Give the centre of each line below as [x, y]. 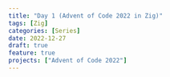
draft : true [28, 46]
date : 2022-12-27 [37, 38]
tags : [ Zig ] [28, 23]
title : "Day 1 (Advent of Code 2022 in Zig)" [85, 16]
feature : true [32, 53]
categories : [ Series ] [45, 30]
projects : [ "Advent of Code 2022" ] [68, 61]
